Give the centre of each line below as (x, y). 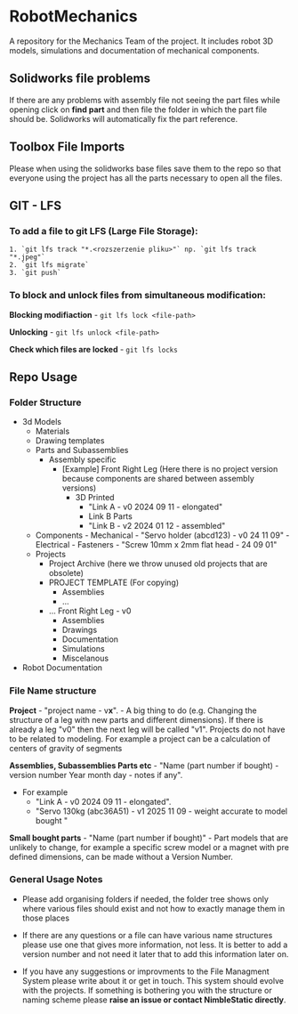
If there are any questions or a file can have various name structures (147, 935)
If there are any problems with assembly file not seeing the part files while (145, 100)
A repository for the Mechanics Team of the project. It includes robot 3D (141, 41)
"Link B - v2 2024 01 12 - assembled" (157, 526)
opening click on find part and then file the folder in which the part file (138, 110)
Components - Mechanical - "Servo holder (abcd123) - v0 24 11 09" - (162, 535)
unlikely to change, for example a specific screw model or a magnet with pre (149, 847)
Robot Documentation (62, 668)
